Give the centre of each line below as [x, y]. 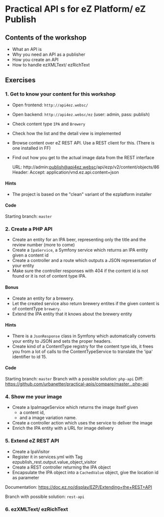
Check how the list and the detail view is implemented [67, 133]
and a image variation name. [48, 418]
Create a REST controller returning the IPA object [61, 467]
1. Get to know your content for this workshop [60, 94]
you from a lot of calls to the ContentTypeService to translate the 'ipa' [82, 352]
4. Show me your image [34, 397]
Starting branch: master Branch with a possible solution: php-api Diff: [74, 379]
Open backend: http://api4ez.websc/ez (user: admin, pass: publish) [81, 114]
